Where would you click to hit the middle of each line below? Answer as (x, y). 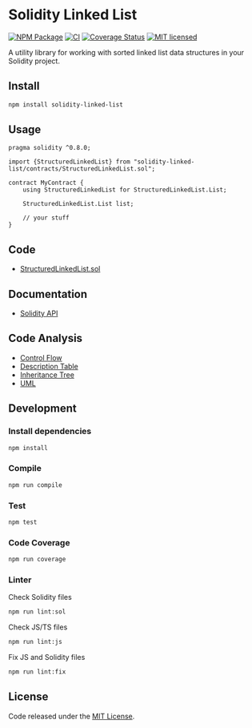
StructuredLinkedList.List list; (78, 204)
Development (43, 409)
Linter (20, 580)
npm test (23, 522)
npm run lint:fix (37, 672)
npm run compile (35, 485)
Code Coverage (39, 542)
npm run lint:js (35, 642)
